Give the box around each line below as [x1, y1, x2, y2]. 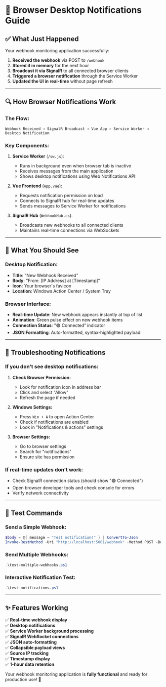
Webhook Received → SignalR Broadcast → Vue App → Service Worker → [5, 126, 149, 131]
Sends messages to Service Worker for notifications [19, 202, 126, 209]
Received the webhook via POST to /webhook [12, 57, 105, 63]
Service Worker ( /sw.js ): [12, 153, 64, 159]
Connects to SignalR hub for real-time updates [19, 198, 115, 203]
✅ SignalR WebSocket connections [5, 633, 79, 639]
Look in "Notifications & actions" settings [19, 424, 104, 430]
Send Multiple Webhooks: [5, 551, 69, 558]
